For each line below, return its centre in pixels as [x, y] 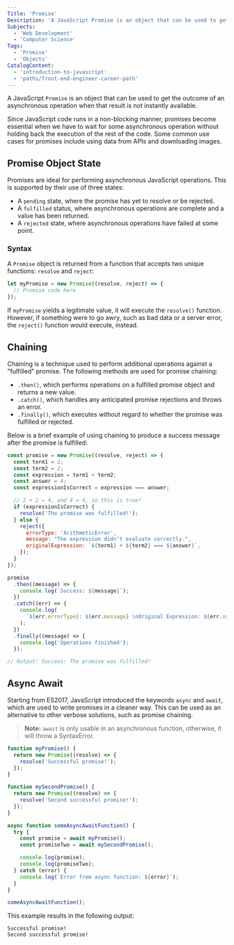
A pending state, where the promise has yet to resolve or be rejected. [116, 201]
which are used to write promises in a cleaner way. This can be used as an [114, 707]
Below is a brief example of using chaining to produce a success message [114, 435]
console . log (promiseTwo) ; [57, 864]
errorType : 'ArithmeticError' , [71, 533]
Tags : [15, 46]
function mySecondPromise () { [51, 787]
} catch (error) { [40, 870]
